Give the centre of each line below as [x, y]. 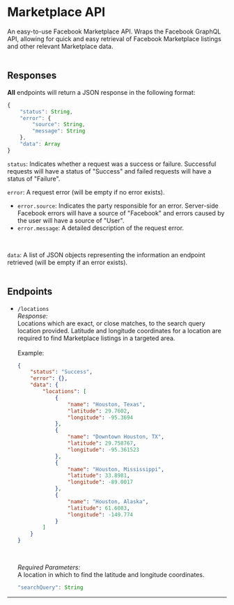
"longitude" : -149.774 [100, 514]
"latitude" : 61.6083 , [99, 508]
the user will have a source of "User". [71, 220]
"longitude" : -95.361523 [103, 450]
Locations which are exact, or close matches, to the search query [111, 323]
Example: [31, 353]
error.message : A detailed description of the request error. [101, 228]
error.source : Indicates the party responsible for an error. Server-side [118, 206]
